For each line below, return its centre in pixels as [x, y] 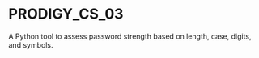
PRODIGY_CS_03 [66, 14]
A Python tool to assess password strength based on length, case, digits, [130, 36]
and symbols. [31, 44]
